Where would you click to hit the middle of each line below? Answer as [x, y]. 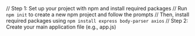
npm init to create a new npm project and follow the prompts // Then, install [98, 15]
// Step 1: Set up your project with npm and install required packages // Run [97, 8]
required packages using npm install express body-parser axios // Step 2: [97, 21]
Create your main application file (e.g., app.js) [61, 27]
